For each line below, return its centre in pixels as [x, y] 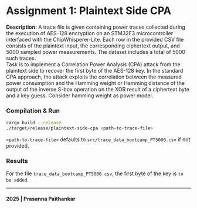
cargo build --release [34, 123]
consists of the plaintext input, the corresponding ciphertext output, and [93, 46]
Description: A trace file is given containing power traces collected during [96, 27]
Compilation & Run [33, 111]
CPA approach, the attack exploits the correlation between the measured [94, 77]
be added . [18, 180]
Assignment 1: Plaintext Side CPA [89, 11]
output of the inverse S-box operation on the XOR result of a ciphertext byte [98, 89]
